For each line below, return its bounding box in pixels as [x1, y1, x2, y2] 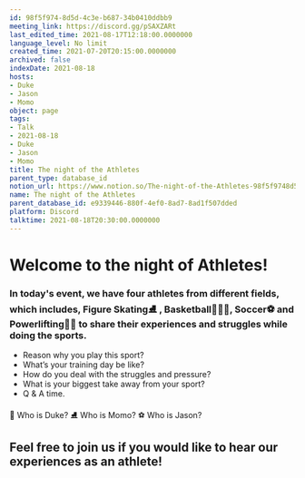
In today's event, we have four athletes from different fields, [9, 287, 280, 299]
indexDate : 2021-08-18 [9, 64, 95, 73]
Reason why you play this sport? [22, 350, 144, 361]
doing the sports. [9, 328, 87, 341]
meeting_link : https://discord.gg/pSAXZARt [9, 22, 177, 31]
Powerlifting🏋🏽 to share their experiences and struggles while [9, 317, 288, 330]
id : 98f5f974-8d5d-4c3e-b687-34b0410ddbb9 [9, 13, 172, 23]
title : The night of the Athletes [9, 165, 141, 174]
